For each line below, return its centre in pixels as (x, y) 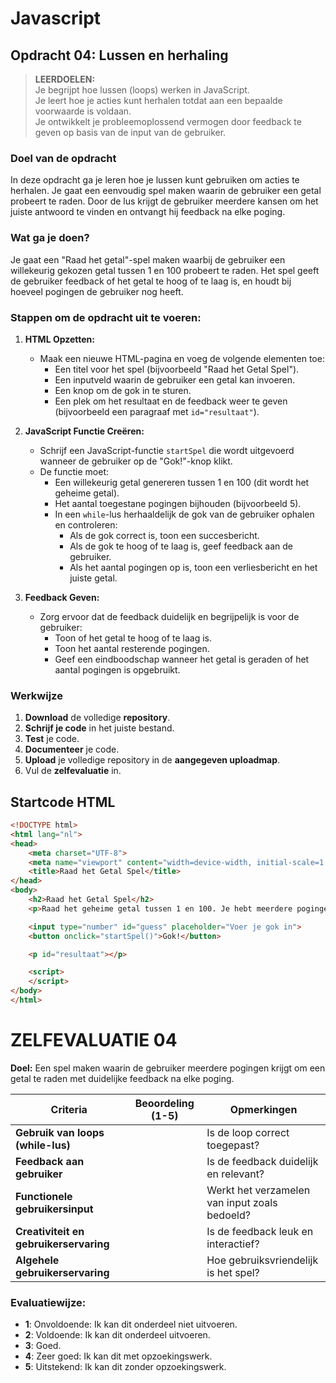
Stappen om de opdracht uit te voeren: (106, 317)
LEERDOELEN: (65, 79)
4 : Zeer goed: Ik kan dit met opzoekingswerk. (118, 1356)
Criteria (69, 1109)
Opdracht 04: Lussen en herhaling (119, 55)
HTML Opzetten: (59, 339)
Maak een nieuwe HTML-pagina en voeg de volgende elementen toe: (182, 358)
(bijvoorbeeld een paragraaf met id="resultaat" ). (157, 411)
